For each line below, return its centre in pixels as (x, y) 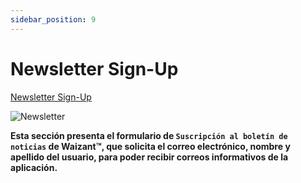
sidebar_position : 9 (53, 19)
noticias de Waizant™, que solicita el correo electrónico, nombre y (150, 146)
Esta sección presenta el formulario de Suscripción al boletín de (149, 135)
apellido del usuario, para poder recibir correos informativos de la (149, 157)
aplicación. (34, 167)
